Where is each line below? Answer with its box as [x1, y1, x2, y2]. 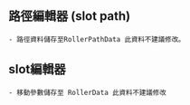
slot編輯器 [8, 62, 67, 77]
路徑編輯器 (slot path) [8, 8, 131, 24]
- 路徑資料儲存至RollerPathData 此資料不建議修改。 [8, 34, 185, 43]
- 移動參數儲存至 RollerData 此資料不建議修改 [8, 88, 166, 97]
